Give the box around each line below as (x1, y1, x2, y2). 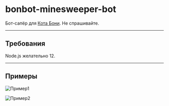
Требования (5, 39, 45, 48)
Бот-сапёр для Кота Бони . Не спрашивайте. (5, 20, 100, 26)
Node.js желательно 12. (5, 53, 55, 59)
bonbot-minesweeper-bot (5, 4, 117, 15)
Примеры (5, 72, 38, 81)
